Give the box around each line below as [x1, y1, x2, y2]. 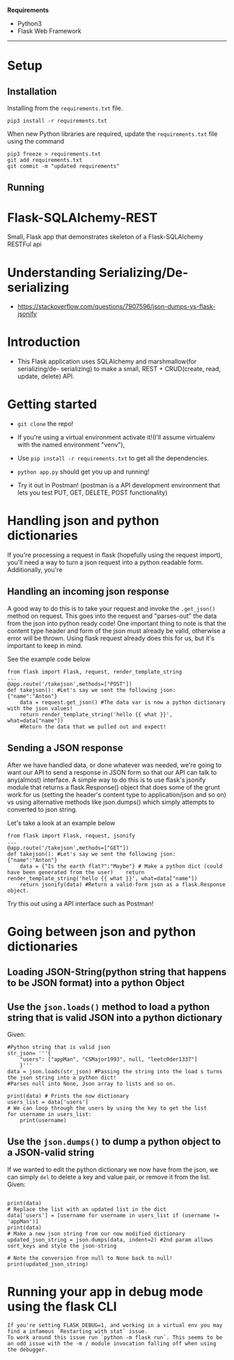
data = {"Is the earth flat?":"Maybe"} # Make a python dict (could [19, 863, 223, 870]
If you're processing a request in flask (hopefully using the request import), [7, 551, 223, 559]
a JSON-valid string [7, 1147, 95, 1158]
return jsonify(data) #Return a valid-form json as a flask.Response [19, 881, 226, 888]
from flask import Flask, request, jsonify [7, 832, 136, 839]
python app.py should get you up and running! [17, 467, 150, 476]
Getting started [7, 397, 97, 412]
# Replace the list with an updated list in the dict [7, 1206, 167, 1213]
